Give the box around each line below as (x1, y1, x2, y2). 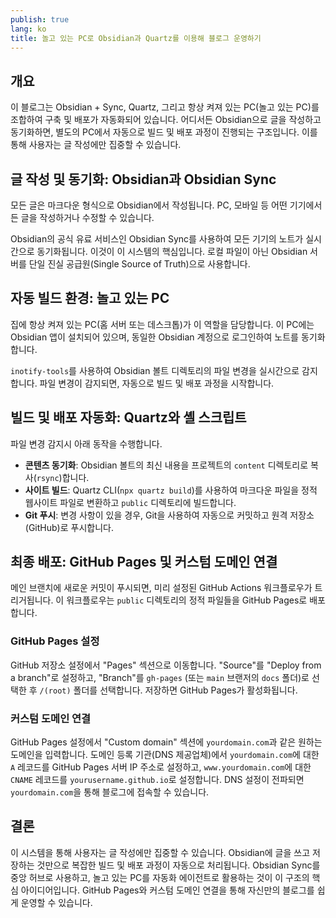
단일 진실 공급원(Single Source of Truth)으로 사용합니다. (28, 258, 251, 270)
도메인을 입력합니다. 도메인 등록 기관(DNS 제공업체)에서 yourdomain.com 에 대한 (10, 749, 320, 761)
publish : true (10, 14, 70, 25)
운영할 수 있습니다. (20, 896, 93, 908)
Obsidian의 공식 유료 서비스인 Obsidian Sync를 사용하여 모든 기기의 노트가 (10, 233, 304, 245)
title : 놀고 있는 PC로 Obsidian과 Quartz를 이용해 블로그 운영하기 (10, 33, 262, 43)
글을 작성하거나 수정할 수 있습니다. (20, 212, 155, 223)
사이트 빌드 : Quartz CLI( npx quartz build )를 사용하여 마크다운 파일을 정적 (24, 484, 318, 496)
